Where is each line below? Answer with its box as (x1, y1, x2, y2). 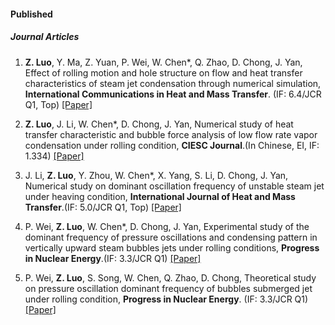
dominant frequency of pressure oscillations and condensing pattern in (24, 231, 318, 243)
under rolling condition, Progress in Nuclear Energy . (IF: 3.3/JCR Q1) (24, 293, 309, 305)
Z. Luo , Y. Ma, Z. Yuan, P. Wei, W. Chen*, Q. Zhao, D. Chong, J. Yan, (24, 56, 303, 68)
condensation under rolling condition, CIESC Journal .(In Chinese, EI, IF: (24, 139, 320, 151)
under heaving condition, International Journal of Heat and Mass (24, 190, 296, 202)
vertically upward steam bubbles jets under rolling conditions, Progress (24, 241, 320, 254)
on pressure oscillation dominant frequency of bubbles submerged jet (24, 282, 313, 294)
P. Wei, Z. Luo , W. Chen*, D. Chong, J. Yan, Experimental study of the (24, 220, 310, 232)
